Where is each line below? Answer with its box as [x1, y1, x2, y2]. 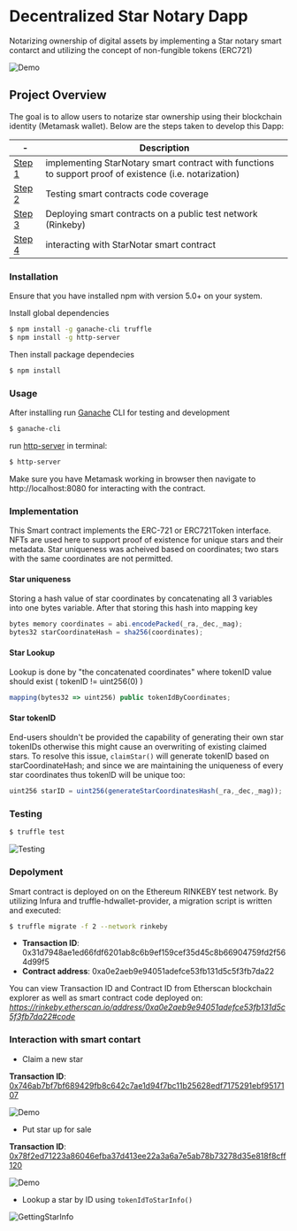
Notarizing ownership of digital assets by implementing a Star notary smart [9, 35, 282, 46]
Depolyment [9, 866, 64, 878]
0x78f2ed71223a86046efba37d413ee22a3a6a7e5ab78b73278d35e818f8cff [9, 1150, 286, 1161]
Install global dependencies [9, 308, 110, 319]
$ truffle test [9, 827, 65, 837]
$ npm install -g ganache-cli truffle [9, 325, 152, 334]
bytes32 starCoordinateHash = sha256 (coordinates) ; [9, 628, 203, 637]
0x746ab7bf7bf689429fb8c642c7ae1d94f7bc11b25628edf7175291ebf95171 [9, 1080, 285, 1090]
